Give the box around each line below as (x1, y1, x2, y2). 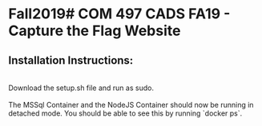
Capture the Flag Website (8, 22, 181, 40)
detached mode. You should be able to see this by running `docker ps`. (8, 108, 243, 118)
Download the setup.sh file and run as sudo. (8, 83, 155, 93)
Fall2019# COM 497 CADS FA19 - (8, 5, 231, 23)
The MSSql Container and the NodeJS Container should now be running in (8, 100, 254, 109)
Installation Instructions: (8, 53, 134, 67)
